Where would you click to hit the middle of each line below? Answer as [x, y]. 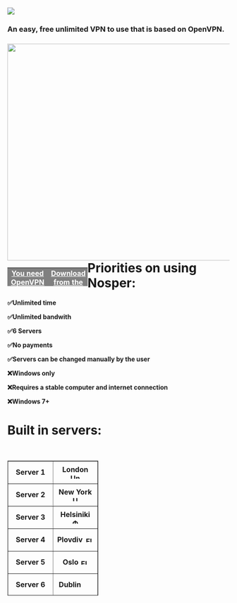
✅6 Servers [25, 331]
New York [75, 492]
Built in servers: [55, 430]
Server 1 [30, 472]
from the [68, 282]
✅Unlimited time [32, 303]
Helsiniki [75, 515]
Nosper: [111, 283]
